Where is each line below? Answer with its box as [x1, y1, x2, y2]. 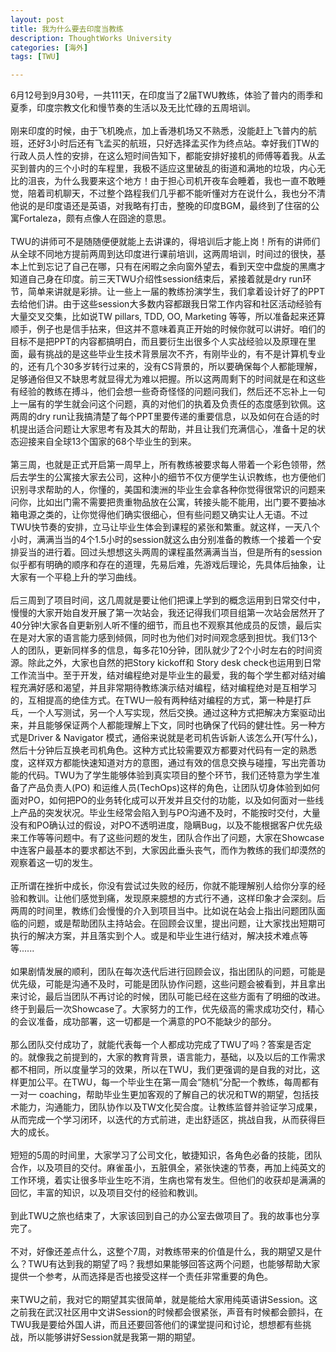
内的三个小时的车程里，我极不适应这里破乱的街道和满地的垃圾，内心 [36, 162, 317, 175]
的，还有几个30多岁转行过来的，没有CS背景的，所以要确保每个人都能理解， [10, 361, 323, 373]
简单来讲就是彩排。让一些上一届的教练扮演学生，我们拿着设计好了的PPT [27, 286, 325, 298]
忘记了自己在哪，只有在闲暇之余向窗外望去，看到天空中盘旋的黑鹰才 [44, 261, 326, 273]
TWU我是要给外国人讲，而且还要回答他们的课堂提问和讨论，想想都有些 [10, 1319, 303, 1331]
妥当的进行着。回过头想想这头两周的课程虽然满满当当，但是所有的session [18, 546, 323, 558]
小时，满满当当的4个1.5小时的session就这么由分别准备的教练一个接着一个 [10, 534, 313, 546]
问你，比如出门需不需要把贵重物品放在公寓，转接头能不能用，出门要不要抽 [10, 496, 317, 508]
